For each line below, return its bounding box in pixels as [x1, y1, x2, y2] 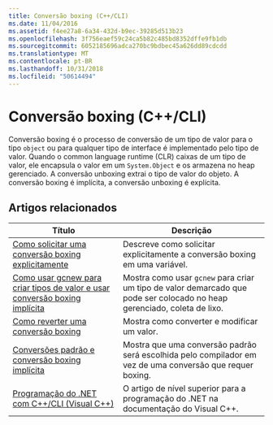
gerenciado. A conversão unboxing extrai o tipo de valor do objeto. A [8, 168, 240, 179]
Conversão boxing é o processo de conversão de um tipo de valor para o [8, 134, 253, 144]
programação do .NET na [123, 393, 219, 405]
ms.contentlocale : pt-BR [8, 58, 93, 66]
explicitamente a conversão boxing [123, 249, 256, 260]
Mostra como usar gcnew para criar [123, 272, 254, 284]
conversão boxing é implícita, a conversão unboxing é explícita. [8, 177, 221, 187]
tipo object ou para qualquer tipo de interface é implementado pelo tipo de [8, 143, 259, 153]
